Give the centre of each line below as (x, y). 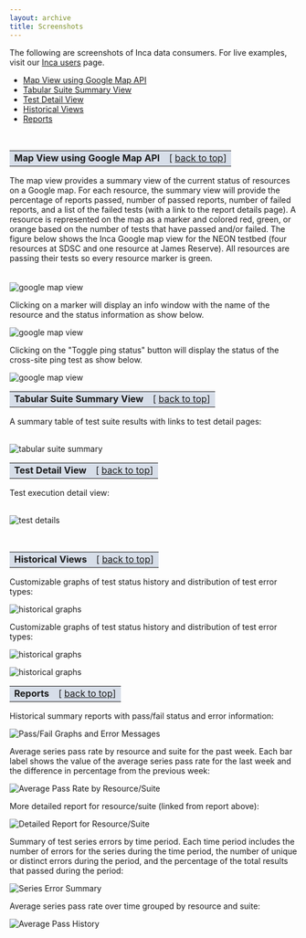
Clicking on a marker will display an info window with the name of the (140, 305)
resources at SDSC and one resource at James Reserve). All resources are (150, 248)
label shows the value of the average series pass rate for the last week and (151, 761)
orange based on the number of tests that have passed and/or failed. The (148, 228)
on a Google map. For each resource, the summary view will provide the (145, 190)
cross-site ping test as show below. (76, 359)
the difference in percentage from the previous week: (110, 770)
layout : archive (40, 18)
